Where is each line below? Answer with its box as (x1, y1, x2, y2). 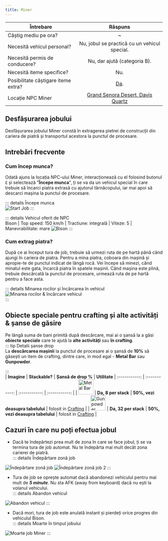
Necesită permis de (7, 54, 53, 61)
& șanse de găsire (5, 319, 61, 327)
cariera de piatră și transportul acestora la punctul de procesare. (5, 133, 138, 139)
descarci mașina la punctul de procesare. (5, 190, 90, 196)
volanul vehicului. (12, 485, 48, 491)
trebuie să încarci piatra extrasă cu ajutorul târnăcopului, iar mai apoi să (5, 185, 152, 191)
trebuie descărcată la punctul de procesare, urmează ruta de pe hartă (5, 271, 149, 277)
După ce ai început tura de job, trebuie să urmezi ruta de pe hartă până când (5, 249, 163, 256)
